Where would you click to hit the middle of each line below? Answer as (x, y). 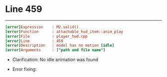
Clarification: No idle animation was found (55, 60)
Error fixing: (24, 69)
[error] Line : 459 (34, 41)
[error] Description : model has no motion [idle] (60, 46)
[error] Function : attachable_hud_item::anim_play (64, 32)
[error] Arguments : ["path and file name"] (55, 50)
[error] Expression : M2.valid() (42, 27)
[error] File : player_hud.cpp (46, 36)
